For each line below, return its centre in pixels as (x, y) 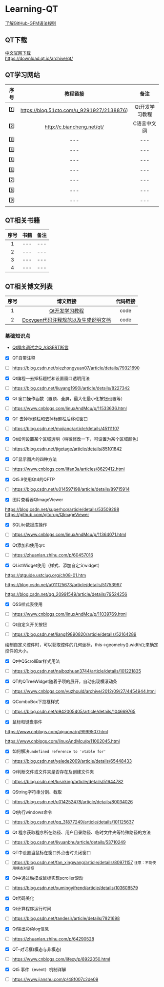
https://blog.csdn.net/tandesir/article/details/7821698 (66, 918)
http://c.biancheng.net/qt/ (74, 127)
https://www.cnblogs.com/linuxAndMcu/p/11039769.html (69, 614)
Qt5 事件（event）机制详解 (39, 969)
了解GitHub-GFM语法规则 (31, 23)
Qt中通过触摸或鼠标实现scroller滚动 (48, 878)
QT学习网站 (22, 75)
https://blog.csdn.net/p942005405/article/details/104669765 (74, 712)
